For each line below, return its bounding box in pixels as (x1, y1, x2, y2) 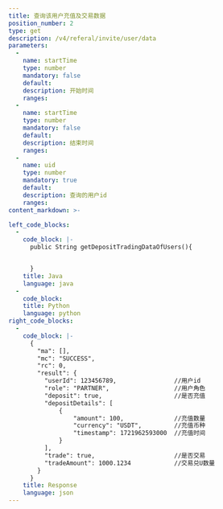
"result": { (37, 369, 78, 378)
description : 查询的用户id (23, 191, 107, 199)
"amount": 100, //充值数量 (72, 414, 206, 422)
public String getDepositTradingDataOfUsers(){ (29, 243, 193, 252)
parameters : (8, 42, 48, 50)
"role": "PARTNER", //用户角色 (43, 384, 206, 392)
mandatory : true (23, 176, 78, 185)
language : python (23, 310, 81, 318)
